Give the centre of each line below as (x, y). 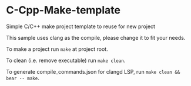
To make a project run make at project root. (57, 49)
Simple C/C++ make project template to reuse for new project (81, 26)
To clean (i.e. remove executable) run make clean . (66, 60)
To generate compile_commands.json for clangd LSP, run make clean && (93, 71)
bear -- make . (23, 78)
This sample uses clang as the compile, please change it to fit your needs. (96, 37)
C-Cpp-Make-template (63, 10)
